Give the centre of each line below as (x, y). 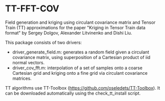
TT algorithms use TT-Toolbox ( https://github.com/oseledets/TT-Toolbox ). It (82, 88)
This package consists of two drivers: (44, 42)
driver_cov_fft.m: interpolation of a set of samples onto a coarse (77, 68)
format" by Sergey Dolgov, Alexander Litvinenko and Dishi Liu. (69, 33)
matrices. (22, 78)
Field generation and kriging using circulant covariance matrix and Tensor (81, 22)
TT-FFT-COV (32, 9)
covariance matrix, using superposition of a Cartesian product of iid (81, 57)
